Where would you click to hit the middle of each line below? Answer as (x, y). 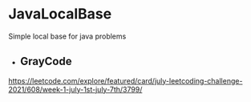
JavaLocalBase (60, 14)
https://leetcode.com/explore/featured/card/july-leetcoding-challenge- (125, 80)
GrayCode (46, 61)
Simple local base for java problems (67, 36)
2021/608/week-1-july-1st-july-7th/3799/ (75, 89)
